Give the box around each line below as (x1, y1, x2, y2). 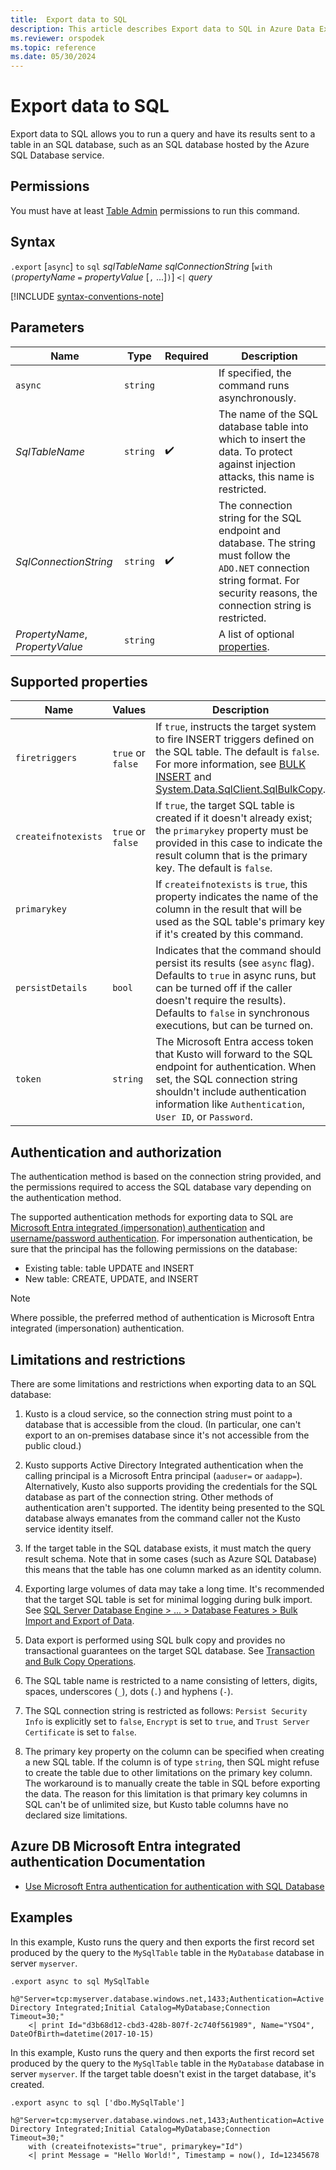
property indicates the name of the (155, 890, 319, 904)
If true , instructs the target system (155, 720, 317, 734)
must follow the (218, 548, 291, 562)
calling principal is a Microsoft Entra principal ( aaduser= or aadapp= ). (24, 1469, 303, 1481)
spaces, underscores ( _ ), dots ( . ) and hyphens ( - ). (24, 1685, 234, 1697)
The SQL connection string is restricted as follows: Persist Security (24, 1704, 308, 1716)
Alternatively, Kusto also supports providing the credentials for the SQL (24, 1480, 318, 1492)
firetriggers (15, 752, 78, 764)
